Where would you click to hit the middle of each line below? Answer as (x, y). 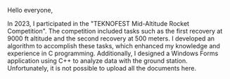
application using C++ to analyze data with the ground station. (97, 61)
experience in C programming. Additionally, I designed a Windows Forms (113, 53)
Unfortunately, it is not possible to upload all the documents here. (102, 68)
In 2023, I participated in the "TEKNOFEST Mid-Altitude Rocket (98, 23)
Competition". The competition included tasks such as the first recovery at (115, 31)
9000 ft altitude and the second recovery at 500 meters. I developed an (111, 38)
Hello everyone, (30, 10)
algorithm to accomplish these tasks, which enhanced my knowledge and (114, 46)
